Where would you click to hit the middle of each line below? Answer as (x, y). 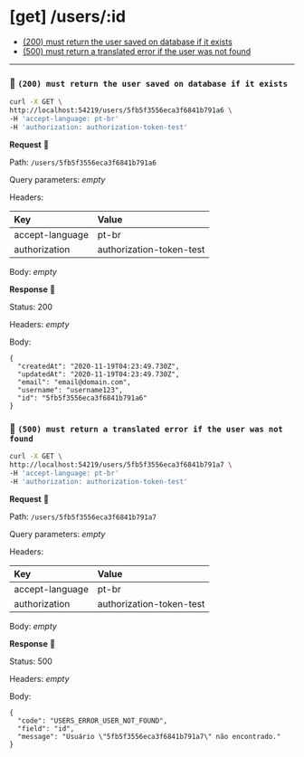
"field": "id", (46, 729)
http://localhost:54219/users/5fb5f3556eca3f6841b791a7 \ (121, 464)
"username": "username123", (71, 390)
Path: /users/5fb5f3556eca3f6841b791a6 (83, 162)
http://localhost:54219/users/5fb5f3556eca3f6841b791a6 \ (121, 110)
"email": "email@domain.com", (74, 382)
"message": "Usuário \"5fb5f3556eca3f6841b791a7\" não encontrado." (149, 736)
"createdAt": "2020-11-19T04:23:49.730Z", (99, 366)
